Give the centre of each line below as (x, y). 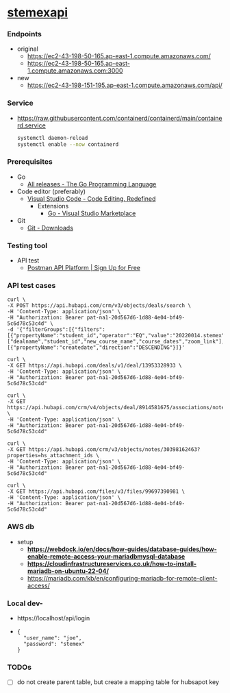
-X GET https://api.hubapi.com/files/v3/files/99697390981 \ (96, 491)
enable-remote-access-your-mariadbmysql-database (106, 556)
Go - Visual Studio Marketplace (92, 213)
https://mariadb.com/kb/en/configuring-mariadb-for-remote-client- (122, 578)
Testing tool (27, 245)
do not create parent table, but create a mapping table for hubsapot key (118, 682)
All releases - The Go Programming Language (92, 184)
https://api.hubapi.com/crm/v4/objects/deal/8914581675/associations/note (116, 408)
